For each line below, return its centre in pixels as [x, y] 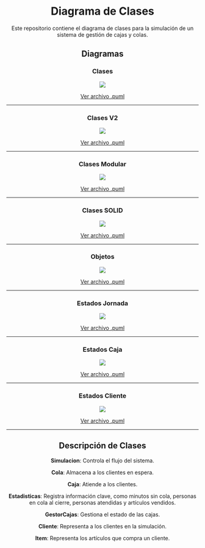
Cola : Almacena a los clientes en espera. [103, 472]
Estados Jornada [103, 303]
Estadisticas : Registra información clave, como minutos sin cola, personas [103, 496]
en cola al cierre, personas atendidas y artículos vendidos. [103, 502]
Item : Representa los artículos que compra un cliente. [103, 538]
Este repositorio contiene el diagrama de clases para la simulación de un [103, 28]
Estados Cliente [103, 396]
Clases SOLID [103, 210]
